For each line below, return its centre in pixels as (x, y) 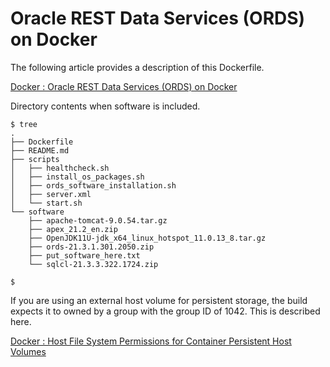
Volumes (28, 351)
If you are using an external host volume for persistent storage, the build (159, 300)
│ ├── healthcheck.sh (60, 168)
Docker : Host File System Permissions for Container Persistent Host (151, 341)
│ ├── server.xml (51, 194)
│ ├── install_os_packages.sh (77, 177)
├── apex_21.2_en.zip (73, 229)
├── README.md (40, 150)
